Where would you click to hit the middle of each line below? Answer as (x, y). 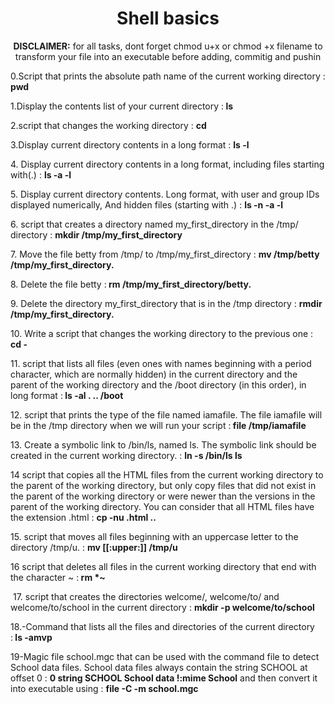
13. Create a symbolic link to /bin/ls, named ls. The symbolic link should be (163, 444)
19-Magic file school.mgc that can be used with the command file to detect (165, 656)
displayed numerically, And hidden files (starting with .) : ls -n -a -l (146, 204)
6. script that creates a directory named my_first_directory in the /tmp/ (154, 224)
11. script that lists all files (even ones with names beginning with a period (161, 363)
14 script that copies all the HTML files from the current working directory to (167, 474)
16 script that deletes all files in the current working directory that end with (163, 566)
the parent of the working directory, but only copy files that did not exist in (163, 485)
